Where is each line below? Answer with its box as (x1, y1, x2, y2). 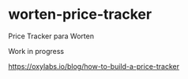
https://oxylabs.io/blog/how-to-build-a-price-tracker (8, 61, 180, 71)
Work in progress (8, 46, 65, 56)
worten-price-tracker (8, 5, 152, 23)
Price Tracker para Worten (8, 31, 95, 41)
